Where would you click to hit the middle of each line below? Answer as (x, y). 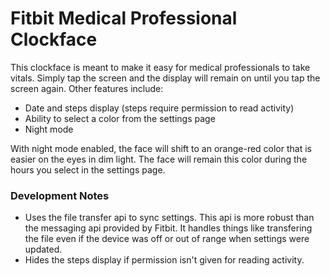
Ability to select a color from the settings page (120, 118)
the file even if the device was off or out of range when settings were (167, 239)
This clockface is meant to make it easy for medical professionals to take (160, 67)
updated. (43, 249)
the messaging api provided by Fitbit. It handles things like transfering (168, 228)
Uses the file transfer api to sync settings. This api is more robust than (169, 218)
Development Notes (60, 195)
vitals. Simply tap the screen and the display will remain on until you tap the (165, 78)
